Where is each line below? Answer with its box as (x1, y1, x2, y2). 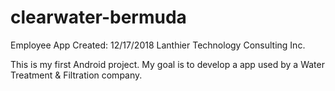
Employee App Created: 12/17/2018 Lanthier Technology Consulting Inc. (10, 39, 306, 51)
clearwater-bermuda (10, 6, 187, 29)
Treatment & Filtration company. (10, 69, 143, 81)
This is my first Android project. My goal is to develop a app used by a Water (10, 58, 325, 70)
